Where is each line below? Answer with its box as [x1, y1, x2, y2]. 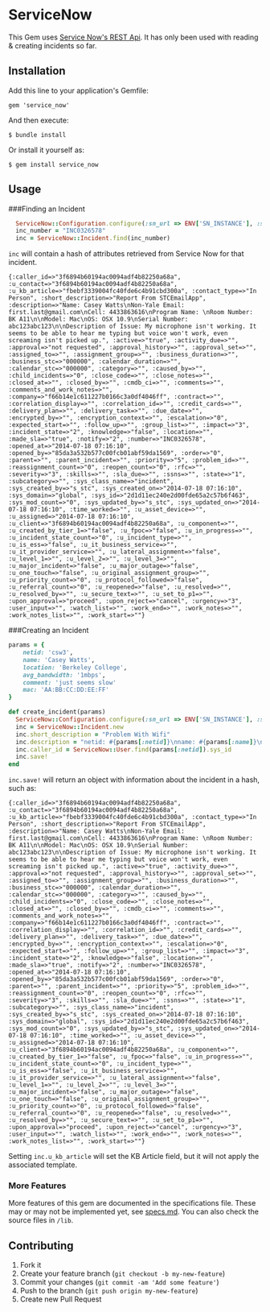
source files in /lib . [8, 1215, 74, 1225]
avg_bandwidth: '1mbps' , [22, 671, 106, 679]
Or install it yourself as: [8, 145, 84, 155]
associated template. [8, 1160, 78, 1169]
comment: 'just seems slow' [22, 678, 117, 686]
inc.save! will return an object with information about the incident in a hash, [8, 775, 260, 784]
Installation [8, 64, 66, 78]
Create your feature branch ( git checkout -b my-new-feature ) [19, 1269, 226, 1278]
